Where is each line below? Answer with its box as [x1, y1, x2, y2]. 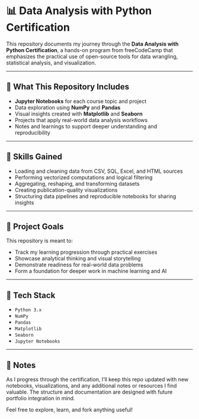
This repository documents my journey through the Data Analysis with [6, 40, 179, 47]
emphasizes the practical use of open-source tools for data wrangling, [6, 53, 178, 60]
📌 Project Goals [6, 221, 64, 231]
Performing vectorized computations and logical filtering [14, 173, 153, 181]
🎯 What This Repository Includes [6, 82, 130, 92]
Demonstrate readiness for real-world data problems [14, 261, 144, 269]
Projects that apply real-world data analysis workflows [14, 116, 148, 124]
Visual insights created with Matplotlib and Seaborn [14, 110, 143, 117]
